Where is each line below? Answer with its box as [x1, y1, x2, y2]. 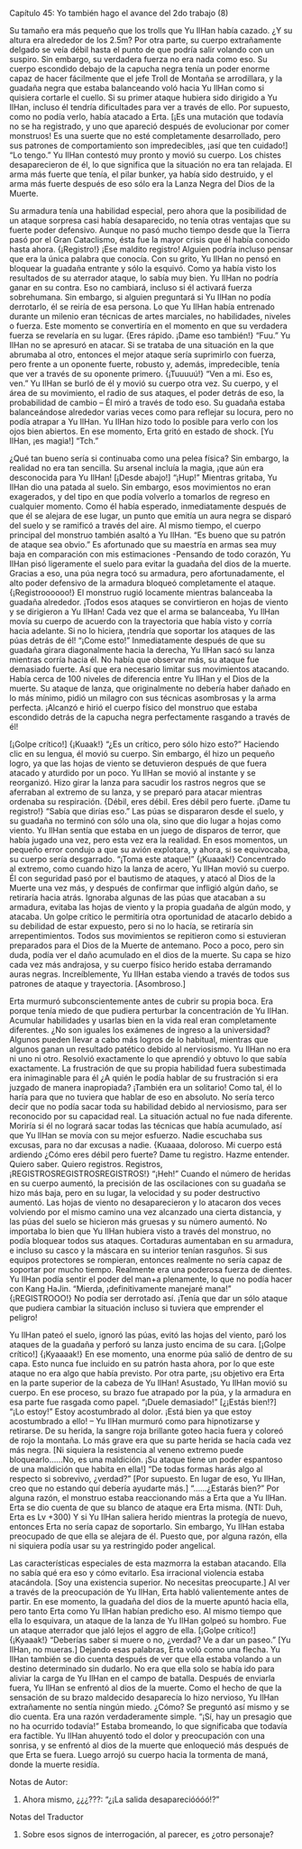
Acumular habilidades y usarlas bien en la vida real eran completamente [9, 1015, 277, 1026]
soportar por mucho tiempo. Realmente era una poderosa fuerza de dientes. [9, 1265, 293, 1274]
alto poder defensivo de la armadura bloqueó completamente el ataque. [9, 577, 277, 588]
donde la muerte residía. [9, 1759, 100, 1770]
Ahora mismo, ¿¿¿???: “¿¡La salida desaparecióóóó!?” [22, 1794, 220, 1805]
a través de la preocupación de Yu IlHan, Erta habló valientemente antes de [9, 1587, 289, 1597]
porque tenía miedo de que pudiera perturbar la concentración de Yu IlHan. [9, 1006, 289, 1016]
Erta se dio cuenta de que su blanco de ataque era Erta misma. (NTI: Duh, [9, 1502, 283, 1513]
